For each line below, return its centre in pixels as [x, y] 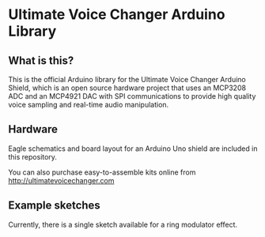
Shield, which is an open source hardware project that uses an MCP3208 [127, 88]
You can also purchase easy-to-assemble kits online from [102, 172]
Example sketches [54, 206]
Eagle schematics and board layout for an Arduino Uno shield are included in [133, 149]
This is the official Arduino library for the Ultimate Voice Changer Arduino [127, 79]
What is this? [41, 60]
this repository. [33, 156]
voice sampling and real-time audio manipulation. [89, 105]
